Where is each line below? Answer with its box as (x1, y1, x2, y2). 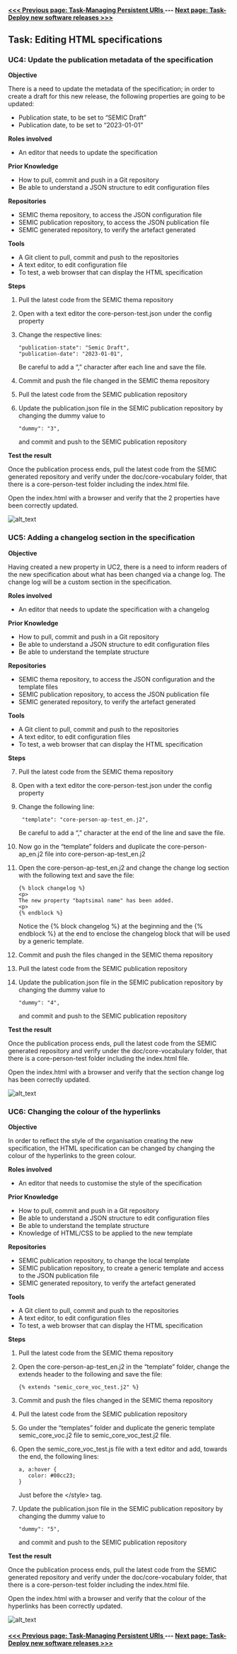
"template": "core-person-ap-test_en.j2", (21, 816, 149, 823)
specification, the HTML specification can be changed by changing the (8, 1144, 215, 1152)
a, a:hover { (18, 1466, 57, 1473)
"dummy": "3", (18, 425, 60, 432)
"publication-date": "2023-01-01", (18, 350, 124, 357)
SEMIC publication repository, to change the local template (18, 1256, 190, 1265)
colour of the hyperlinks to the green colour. (8, 1151, 137, 1160)
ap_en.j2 (18, 849, 44, 858)
